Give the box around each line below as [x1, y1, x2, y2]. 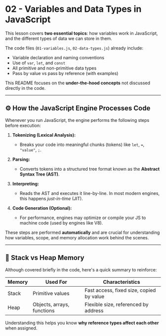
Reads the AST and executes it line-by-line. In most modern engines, [19, 190, 160, 196]
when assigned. [5, 325, 38, 331]
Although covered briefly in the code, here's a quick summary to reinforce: [5, 266, 157, 272]
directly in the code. [5, 85, 46, 91]
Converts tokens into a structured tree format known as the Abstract [19, 166, 160, 172]
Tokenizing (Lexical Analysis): [12, 132, 76, 138]
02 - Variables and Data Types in [5, 3, 142, 15]
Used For [45, 278, 68, 285]
